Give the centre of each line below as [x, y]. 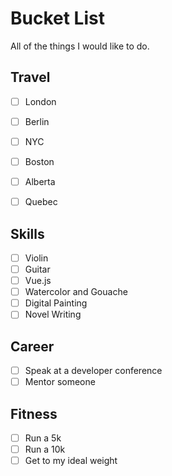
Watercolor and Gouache [76, 292]
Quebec [41, 202]
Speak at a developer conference [93, 371]
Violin [36, 258]
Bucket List [57, 18]
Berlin [37, 121]
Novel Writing [53, 314]
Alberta [40, 181]
